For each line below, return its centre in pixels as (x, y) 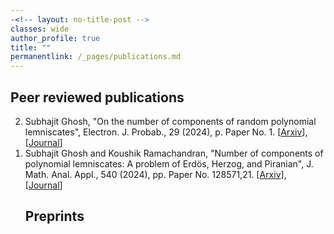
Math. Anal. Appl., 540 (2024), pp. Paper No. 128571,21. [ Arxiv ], (155, 174)
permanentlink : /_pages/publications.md (96, 57)
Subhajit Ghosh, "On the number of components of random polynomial (170, 121)
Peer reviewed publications (97, 97)
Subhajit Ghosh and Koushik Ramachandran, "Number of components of (174, 153)
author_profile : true (55, 38)
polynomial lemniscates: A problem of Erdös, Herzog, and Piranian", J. (169, 163)
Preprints (54, 216)
